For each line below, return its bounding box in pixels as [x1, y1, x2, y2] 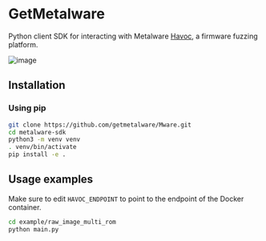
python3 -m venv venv [8, 135, 81, 144]
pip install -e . [8, 151, 66, 159]
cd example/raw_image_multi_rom [8, 218, 116, 226]
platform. [8, 39, 38, 49]
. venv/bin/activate [8, 143, 78, 151]
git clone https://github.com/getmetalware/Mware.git [8, 121, 192, 129]
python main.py [8, 225, 59, 233]
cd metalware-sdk [8, 128, 66, 136]
